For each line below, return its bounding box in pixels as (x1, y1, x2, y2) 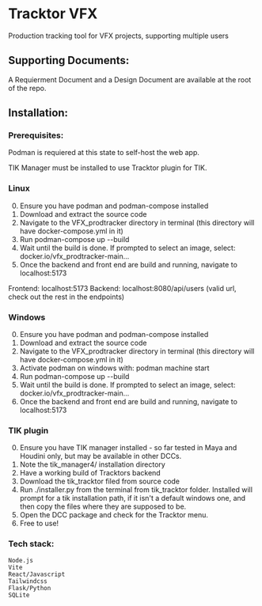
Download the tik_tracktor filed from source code (19, 476, 180, 487)
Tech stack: (8, 539, 55, 550)
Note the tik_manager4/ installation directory (19, 460, 166, 469)
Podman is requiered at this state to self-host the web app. (8, 148, 199, 157)
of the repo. (8, 83, 47, 93)
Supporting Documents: (8, 54, 130, 67)
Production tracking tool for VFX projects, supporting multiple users (8, 31, 230, 40)
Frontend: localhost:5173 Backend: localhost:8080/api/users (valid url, (8, 283, 237, 293)
